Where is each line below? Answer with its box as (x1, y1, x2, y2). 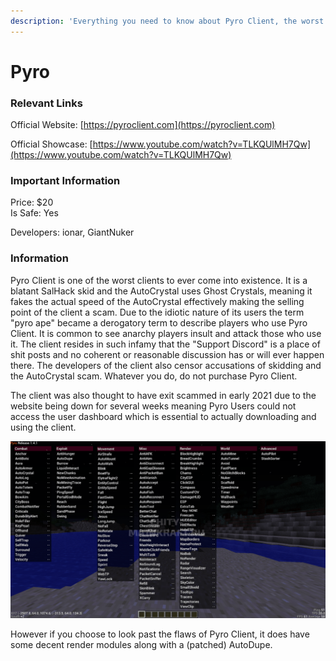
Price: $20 (10, 196, 54, 209)
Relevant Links (10, 96, 83, 110)
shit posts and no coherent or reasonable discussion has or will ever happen (10, 348, 325, 360)
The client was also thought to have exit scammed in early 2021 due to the (10, 389, 317, 401)
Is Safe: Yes (10, 207, 59, 219)
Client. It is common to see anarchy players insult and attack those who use (10, 327, 322, 339)
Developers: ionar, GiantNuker (10, 226, 135, 239)
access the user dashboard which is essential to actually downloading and (10, 410, 317, 422)
